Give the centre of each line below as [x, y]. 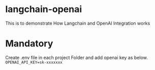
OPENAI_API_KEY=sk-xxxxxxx [34, 62]
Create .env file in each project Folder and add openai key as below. [76, 57]
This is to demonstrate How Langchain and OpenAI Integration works [78, 23]
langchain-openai [44, 9]
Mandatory [29, 44]
